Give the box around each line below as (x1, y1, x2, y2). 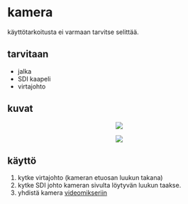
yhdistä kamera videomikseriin (17, 188, 108, 197)
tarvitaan (7, 48, 49, 60)
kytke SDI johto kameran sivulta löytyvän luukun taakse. (17, 181, 182, 190)
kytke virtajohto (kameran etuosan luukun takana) (17, 174, 163, 182)
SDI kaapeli (17, 74, 51, 83)
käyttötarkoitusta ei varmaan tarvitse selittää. (7, 28, 140, 36)
